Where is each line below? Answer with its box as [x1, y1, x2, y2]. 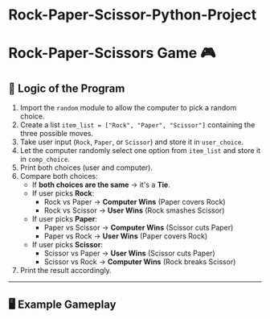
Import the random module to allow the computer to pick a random [19, 103, 237, 113]
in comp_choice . [19, 155, 71, 164]
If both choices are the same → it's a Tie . [31, 180, 170, 190]
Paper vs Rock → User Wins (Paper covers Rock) [43, 231, 208, 241]
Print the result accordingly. [19, 266, 112, 275]
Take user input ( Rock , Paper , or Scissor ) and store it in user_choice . [19, 137, 243, 147]
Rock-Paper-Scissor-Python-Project [8, 6, 257, 24]
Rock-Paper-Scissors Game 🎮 [8, 44, 216, 62]
